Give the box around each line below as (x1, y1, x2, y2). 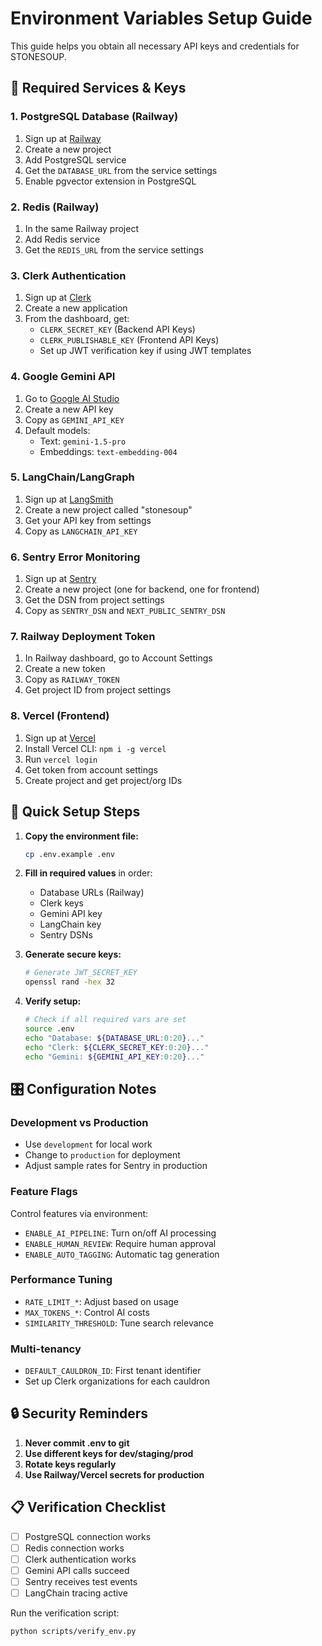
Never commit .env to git (24, 1437, 130, 1449)
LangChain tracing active (24, 1587, 128, 1599)
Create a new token (24, 663, 106, 675)
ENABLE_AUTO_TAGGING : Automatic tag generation (24, 1248, 220, 1260)
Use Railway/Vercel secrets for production (24, 1468, 205, 1481)
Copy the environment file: (24, 830, 139, 842)
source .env (24, 1024, 75, 1034)
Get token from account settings (24, 763, 158, 776)
